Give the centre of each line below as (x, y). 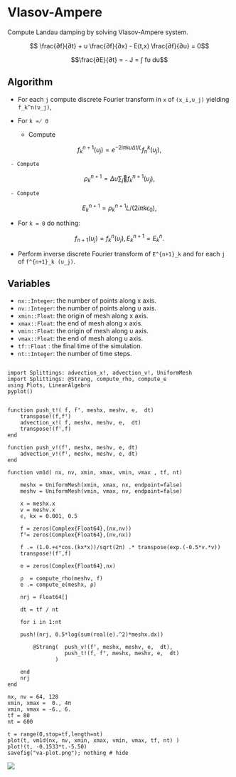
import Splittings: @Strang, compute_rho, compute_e (87, 379)
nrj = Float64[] (44, 598)
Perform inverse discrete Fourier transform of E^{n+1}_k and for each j (121, 254)
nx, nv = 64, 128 (33, 697)
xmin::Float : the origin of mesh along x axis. (83, 316)
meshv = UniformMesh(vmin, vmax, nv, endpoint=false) (101, 491)
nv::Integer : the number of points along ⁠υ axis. (87, 308)
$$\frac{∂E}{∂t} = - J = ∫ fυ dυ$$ (119, 59)
